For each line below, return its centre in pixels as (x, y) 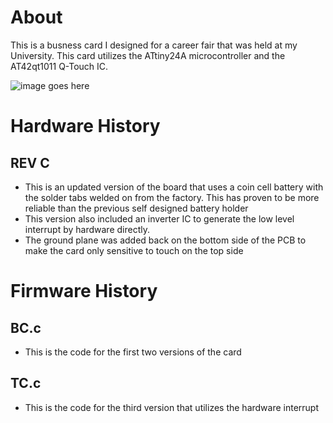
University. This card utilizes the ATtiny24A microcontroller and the (148, 55)
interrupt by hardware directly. (87, 229)
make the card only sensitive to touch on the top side (134, 250)
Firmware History (84, 291)
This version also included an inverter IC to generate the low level (159, 218)
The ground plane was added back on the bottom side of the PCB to (165, 240)
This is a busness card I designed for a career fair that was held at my (154, 45)
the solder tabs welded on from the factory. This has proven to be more (172, 197)
